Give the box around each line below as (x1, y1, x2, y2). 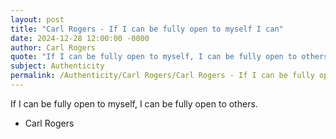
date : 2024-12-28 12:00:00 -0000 (10, 33, 150, 43)
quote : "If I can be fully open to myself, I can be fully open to (10, 52, 298, 62)
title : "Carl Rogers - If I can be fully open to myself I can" (10, 24, 284, 34)
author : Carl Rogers (10, 42, 97, 53)
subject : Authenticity (10, 61, 105, 71)
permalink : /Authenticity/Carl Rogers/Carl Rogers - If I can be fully (10, 71, 315, 81)
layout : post (10, 14, 65, 25)
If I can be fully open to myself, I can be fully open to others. (10, 97, 258, 110)
